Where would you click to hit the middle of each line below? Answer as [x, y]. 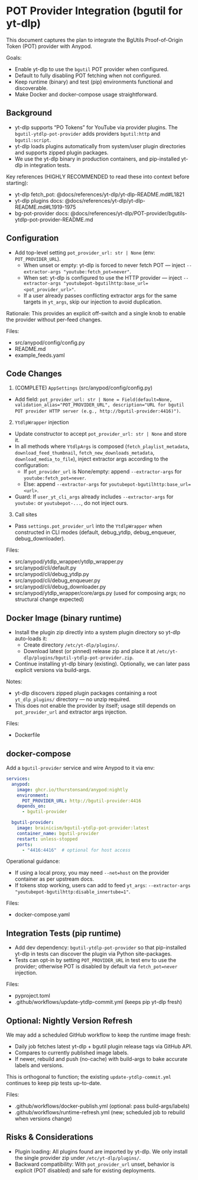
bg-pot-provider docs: [42, 213]
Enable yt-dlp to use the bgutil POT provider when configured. [92, 69]
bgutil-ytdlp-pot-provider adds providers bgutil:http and [87, 133]
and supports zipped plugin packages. [61, 152]
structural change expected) [49, 599]
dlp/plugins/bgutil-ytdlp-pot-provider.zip [78, 658]
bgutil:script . [33, 140]
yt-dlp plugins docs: [39, 200]
